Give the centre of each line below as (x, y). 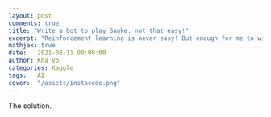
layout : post (30, 16)
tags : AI (27, 75)
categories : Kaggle (41, 68)
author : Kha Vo (34, 61)
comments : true (34, 23)
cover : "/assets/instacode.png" (65, 83)
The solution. (30, 106)
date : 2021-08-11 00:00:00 (57, 53)
